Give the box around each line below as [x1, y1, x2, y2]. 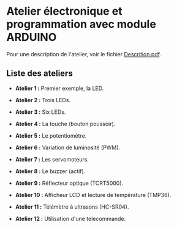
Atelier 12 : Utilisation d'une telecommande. [15, 215, 126, 222]
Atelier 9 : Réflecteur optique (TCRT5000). [15, 179, 124, 187]
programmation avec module [6, 17, 156, 31]
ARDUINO [6, 31, 57, 44]
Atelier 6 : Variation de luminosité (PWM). [15, 144, 121, 151]
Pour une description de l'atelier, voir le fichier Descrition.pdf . [6, 50, 161, 58]
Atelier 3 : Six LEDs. [15, 108, 66, 116]
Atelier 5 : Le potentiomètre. [15, 132, 87, 139]
